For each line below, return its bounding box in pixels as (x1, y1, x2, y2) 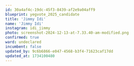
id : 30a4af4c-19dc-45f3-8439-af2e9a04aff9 (5, 7, 95, 12)
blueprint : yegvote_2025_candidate (5, 12, 80, 17)
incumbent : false (5, 44, 42, 49)
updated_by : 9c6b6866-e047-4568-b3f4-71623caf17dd (5, 49, 113, 54)
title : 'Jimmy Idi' (5, 16, 46, 21)
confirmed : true (5, 35, 39, 40)
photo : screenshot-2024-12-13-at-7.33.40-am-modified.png (5, 30, 129, 35)
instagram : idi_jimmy (5, 26, 51, 31)
